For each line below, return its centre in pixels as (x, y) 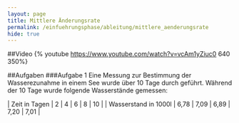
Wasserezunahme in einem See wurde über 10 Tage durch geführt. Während (120, 83)
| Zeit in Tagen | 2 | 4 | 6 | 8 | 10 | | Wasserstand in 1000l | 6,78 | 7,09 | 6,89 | (119, 105)
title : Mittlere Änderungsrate (54, 21)
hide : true (24, 34)
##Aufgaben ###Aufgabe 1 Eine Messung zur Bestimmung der (100, 75)
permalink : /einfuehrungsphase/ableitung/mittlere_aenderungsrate (108, 27)
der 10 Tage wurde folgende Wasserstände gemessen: (88, 90)
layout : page (27, 14)
